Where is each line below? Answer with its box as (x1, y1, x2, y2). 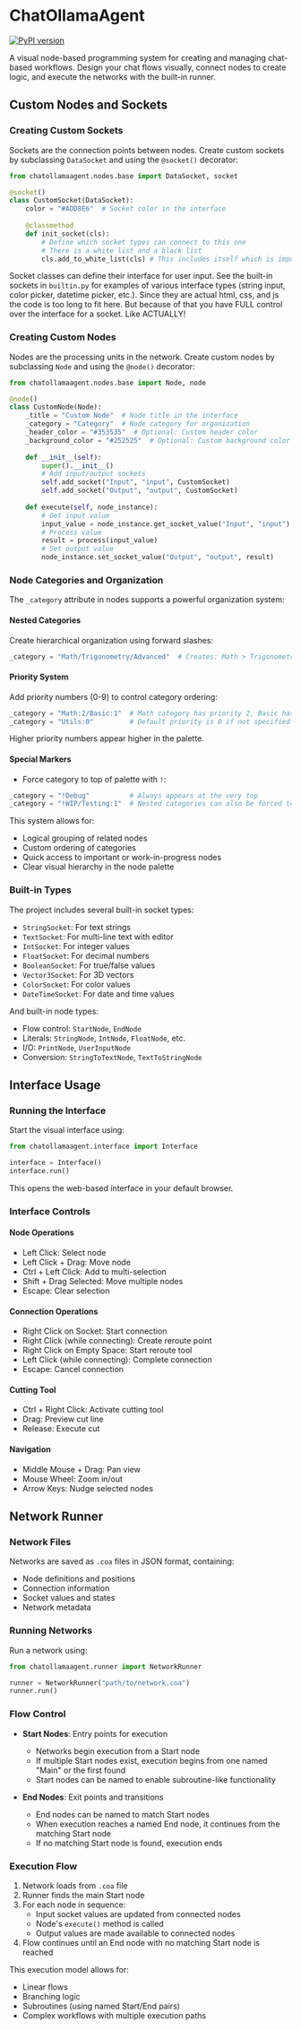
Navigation (9, 1444, 51, 1455)
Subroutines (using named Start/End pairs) (21, 2000, 181, 2011)
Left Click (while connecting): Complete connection (21, 1354, 212, 1365)
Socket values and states (21, 1593, 116, 1603)
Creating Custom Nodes (9, 331, 116, 343)
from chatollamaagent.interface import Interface (9, 1142, 199, 1152)
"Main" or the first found (35, 1765, 126, 1775)
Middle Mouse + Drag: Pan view (21, 1464, 141, 1474)
